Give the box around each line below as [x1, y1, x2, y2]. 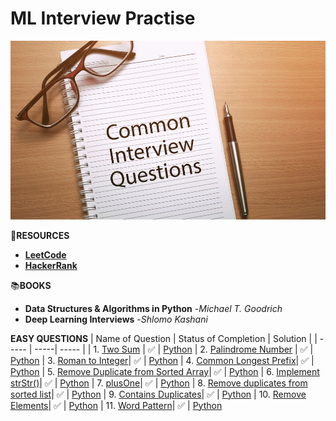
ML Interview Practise [10, 7, 196, 30]
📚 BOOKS [10, 279, 52, 291]
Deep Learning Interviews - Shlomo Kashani [24, 313, 208, 325]
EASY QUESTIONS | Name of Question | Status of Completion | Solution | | [10, 332, 318, 344]
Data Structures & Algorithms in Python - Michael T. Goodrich [24, 302, 283, 314]
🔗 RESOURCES [10, 229, 70, 241]
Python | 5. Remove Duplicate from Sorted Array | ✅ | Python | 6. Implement [10, 365, 320, 377]
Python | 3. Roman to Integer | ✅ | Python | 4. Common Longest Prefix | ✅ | [10, 354, 315, 366]
